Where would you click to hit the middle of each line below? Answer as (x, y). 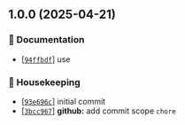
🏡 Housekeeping (44, 82)
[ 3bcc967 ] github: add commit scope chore (98, 111)
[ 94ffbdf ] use (46, 59)
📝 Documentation (46, 40)
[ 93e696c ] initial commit (63, 101)
